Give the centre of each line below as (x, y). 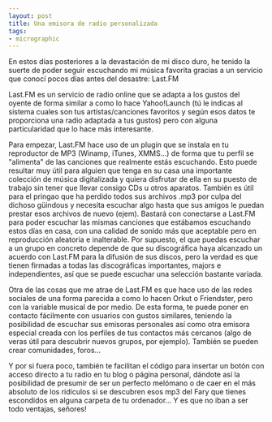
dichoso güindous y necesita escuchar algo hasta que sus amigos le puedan (136, 205)
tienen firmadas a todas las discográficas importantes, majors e (115, 265)
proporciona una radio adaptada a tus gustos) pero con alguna (113, 121)
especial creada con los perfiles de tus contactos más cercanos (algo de (130, 333)
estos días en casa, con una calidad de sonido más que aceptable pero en (133, 231)
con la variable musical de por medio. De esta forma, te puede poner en (129, 307)
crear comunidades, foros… (55, 351)
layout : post (30, 16)
